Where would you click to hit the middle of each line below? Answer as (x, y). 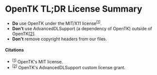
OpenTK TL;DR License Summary (74, 9)
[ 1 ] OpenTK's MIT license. (37, 61)
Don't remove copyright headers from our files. (59, 39)
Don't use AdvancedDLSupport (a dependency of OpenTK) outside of (82, 28)
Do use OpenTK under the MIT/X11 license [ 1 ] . (57, 23)
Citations (15, 50)
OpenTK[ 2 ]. (24, 34)
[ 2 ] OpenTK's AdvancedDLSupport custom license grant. (69, 67)
